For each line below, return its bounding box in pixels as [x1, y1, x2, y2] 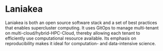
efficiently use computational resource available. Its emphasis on [5, 35, 136, 41]
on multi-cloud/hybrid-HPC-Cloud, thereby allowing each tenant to [5, 30, 140, 36]
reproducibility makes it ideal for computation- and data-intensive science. [5, 40, 156, 46]
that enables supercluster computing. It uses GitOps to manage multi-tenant [5, 25, 159, 30]
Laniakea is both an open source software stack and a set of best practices [5, 20, 157, 25]
